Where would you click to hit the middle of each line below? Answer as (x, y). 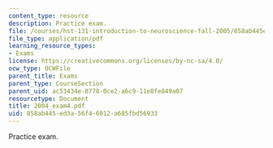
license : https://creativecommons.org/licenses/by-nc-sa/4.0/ (116, 61)
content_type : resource (49, 16)
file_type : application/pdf (56, 38)
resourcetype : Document (49, 99)
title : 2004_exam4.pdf (47, 106)
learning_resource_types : (52, 46)
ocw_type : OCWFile (39, 69)
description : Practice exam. (58, 23)
